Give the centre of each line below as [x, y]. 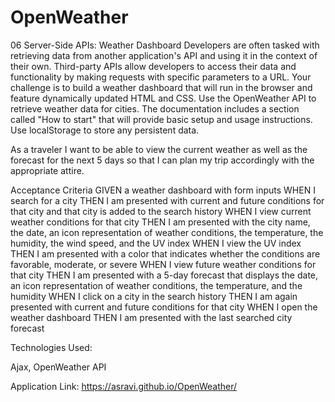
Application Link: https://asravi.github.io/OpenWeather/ [124, 386]
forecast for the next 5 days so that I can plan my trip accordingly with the [162, 160]
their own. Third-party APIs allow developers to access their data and [153, 66]
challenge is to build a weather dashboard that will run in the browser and [161, 87]
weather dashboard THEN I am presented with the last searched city [151, 317]
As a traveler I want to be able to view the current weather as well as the [159, 149]
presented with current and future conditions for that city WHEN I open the [164, 307]
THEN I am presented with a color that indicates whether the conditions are [165, 253]
